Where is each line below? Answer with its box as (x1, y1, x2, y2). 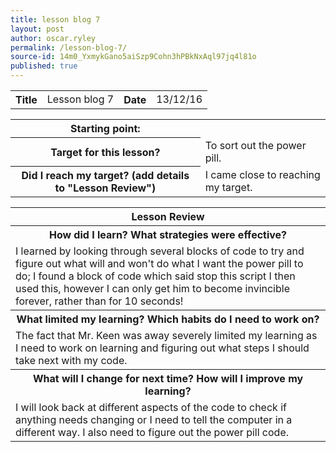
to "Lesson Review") (54, 181, 157, 195)
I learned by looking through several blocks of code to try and (15, 244, 305, 258)
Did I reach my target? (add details (21, 169, 190, 182)
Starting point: (70, 122, 141, 135)
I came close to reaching (204, 167, 321, 181)
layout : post (10, 24, 65, 34)
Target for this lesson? (50, 145, 161, 159)
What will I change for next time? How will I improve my (32, 372, 304, 385)
